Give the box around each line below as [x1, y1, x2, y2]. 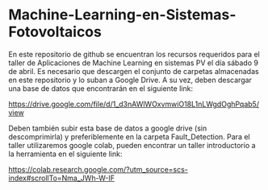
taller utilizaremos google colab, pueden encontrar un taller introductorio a [8, 140, 256, 150]
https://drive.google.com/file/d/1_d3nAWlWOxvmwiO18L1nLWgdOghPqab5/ [8, 99, 260, 109]
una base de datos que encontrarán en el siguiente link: [8, 83, 194, 93]
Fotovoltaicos [8, 23, 103, 41]
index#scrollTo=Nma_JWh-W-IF [8, 173, 115, 183]
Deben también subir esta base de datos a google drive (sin [8, 123, 207, 133]
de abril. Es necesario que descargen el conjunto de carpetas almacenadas [8, 66, 260, 76]
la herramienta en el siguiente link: [8, 149, 123, 159]
